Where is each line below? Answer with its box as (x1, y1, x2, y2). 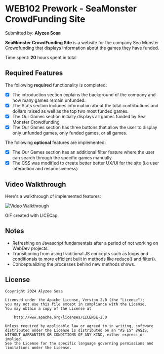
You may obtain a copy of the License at (5, 306, 92, 311)
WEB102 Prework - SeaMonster (5, 3, 137, 14)
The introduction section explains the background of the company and (12, 91, 156, 97)
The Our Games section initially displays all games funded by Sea (12, 113, 146, 119)
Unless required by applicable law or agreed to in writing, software (5, 323, 154, 328)
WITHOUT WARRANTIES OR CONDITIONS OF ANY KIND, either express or (5, 332, 145, 337)
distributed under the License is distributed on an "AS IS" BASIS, (5, 328, 149, 333)
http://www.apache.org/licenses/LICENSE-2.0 (14, 315, 107, 320)
